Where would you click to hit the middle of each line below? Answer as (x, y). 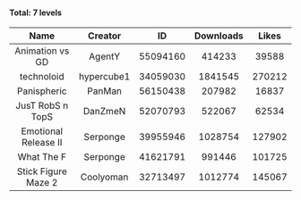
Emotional (42, 131)
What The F (42, 157)
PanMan (105, 91)
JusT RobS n (42, 105)
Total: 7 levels (36, 12)
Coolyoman (104, 177)
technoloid (42, 77)
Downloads (219, 36)
